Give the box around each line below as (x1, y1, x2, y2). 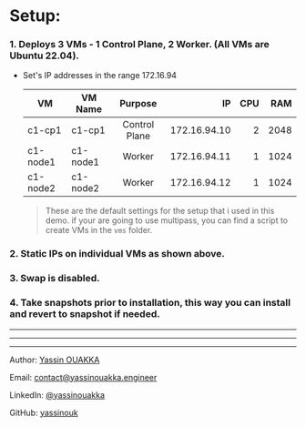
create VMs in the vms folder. (45, 225, 153, 236)
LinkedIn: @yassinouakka (9, 389, 106, 401)
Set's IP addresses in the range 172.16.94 (22, 70, 178, 81)
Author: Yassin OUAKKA (9, 354, 100, 365)
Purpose (119, 97, 158, 110)
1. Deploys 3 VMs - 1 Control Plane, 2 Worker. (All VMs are (9, 38, 270, 51)
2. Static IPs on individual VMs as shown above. (9, 248, 225, 260)
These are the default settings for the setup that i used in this (45, 206, 275, 217)
